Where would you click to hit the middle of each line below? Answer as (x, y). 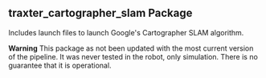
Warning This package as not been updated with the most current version (131, 48)
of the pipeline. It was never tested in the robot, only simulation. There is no (133, 56)
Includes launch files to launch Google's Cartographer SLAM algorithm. (126, 32)
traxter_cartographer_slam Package (100, 13)
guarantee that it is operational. (60, 65)
